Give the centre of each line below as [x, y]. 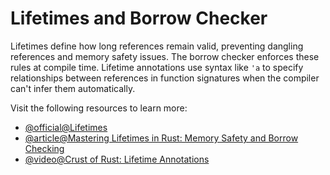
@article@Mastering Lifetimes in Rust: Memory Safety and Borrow [161, 138]
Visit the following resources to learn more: [99, 108]
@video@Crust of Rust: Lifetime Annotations [117, 159]
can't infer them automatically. [73, 88]
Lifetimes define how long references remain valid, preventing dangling [157, 46]
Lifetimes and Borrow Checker [139, 18]
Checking [44, 148]
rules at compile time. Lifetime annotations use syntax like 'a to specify [157, 67]
